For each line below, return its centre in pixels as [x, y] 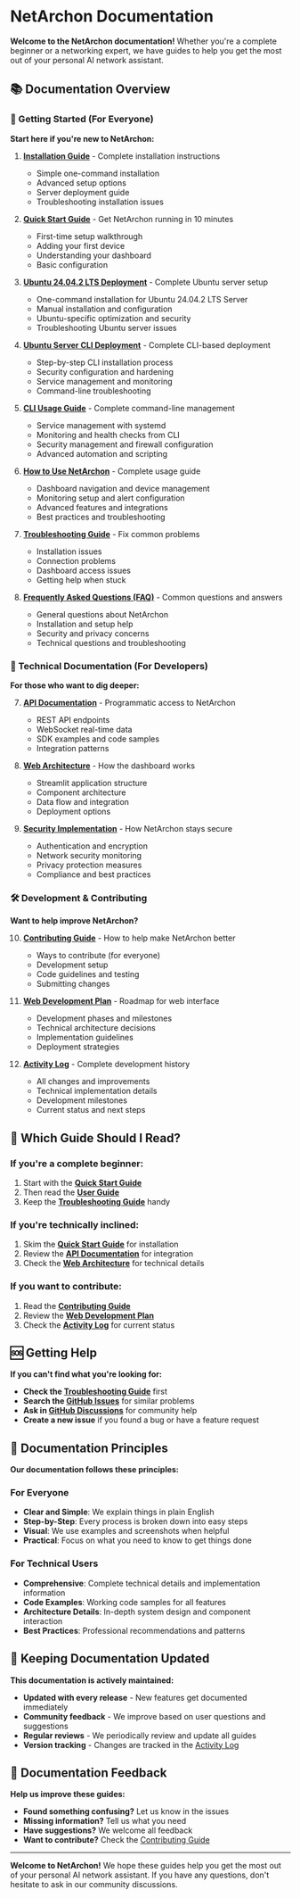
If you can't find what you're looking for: [86, 1374]
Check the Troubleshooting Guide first [95, 1392]
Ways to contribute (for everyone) [98, 956]
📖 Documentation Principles [89, 1448]
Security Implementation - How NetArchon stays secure [128, 828]
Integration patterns [73, 748]
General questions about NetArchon [102, 614]
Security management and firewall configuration [125, 444]
